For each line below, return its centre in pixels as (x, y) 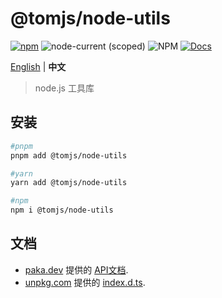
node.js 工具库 (64, 88)
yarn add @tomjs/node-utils (69, 183)
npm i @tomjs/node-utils (62, 210)
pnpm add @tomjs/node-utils (69, 155)
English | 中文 (38, 66)
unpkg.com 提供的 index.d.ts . (85, 282)
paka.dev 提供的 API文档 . (76, 269)
